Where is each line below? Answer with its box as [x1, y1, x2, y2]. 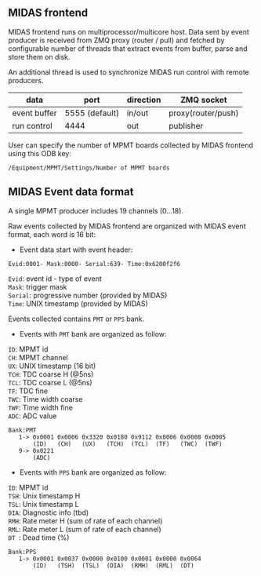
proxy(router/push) [168, 108, 239, 118]
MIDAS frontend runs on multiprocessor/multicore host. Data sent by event [8, 27, 249, 36]
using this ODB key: [8, 148, 72, 158]
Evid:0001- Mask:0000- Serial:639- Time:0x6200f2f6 [8, 260, 180, 268]
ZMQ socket [179, 94, 227, 105]
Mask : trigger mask [8, 282, 67, 291]
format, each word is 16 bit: [8, 229, 96, 239]
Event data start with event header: [19, 245, 133, 254]
